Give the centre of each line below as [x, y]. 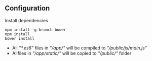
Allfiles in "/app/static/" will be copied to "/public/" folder [72, 53]
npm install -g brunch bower [35, 30]
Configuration [27, 8]
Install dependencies [27, 20]
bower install [20, 38]
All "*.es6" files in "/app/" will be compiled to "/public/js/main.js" [80, 48]
